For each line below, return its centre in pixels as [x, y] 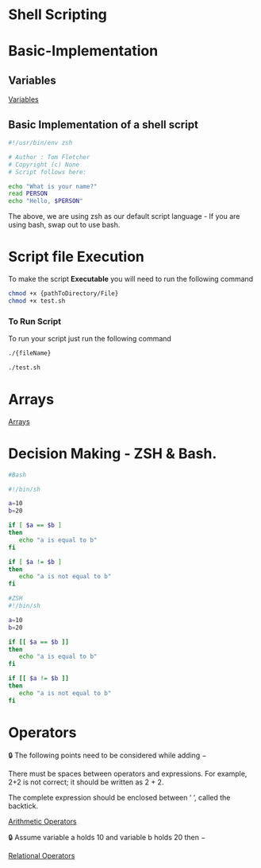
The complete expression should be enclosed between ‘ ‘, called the [119, 797]
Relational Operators [42, 855]
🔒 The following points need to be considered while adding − [107, 755]
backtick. [23, 806]
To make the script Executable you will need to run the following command [131, 279]
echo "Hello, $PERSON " [46, 201]
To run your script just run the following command [90, 339]
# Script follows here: [48, 172]
